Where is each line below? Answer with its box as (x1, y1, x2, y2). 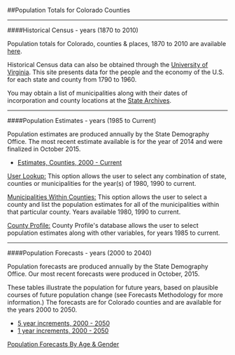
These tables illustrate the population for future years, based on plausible (7, 283, 219, 291)
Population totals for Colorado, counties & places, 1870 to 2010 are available (7, 40, 227, 48)
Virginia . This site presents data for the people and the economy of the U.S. (7, 68, 225, 76)
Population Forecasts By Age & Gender (7, 340, 120, 348)
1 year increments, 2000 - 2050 (17, 326, 109, 335)
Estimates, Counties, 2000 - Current (17, 159, 122, 166)
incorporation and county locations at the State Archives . (7, 96, 172, 104)
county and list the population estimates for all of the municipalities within (7, 201, 220, 208)
